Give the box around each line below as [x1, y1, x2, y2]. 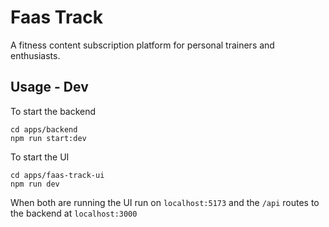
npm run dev [10, 179, 60, 189]
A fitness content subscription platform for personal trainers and [10, 39, 275, 51]
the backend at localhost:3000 [10, 207, 138, 219]
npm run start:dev [10, 133, 87, 143]
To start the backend [10, 105, 97, 117]
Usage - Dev [10, 79, 89, 96]
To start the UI [10, 151, 70, 163]
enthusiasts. [10, 49, 61, 61]
